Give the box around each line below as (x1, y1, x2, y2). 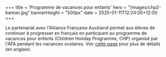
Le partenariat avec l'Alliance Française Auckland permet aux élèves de (5, 25, 155, 31)
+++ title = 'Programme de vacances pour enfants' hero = (5, 5, 127, 10)
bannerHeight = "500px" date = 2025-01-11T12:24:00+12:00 (31, 10, 158, 16)
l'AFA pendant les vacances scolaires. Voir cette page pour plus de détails (5, 41, 160, 47)
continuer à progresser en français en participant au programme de (5, 30, 147, 36)
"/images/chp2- (127, 5, 161, 10)
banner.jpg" (5, 10, 30, 16)
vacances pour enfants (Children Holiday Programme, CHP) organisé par (5, 35, 158, 41)
